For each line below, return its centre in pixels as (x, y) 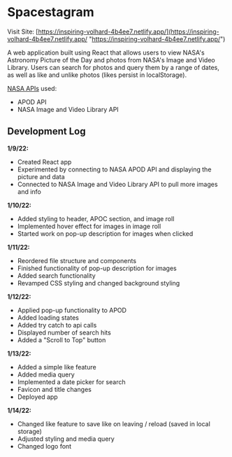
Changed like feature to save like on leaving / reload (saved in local (114, 423)
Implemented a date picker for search (71, 381)
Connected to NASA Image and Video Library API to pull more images (117, 184)
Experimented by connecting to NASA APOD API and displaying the (114, 169)
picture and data (41, 176)
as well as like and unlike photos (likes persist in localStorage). (97, 75)
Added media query (46, 374)
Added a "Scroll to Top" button (61, 339)
